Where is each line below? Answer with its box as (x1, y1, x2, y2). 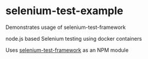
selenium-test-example (5, 4, 123, 18)
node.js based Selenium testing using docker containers (5, 35, 142, 42)
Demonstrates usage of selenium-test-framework (5, 24, 126, 31)
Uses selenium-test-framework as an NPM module (5, 46, 129, 54)
